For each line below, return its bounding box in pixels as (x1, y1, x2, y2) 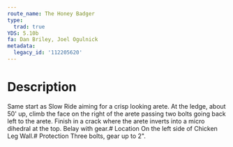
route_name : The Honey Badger (7, 10, 96, 17)
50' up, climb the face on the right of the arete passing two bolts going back (7, 109, 226, 118)
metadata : (7, 42, 36, 49)
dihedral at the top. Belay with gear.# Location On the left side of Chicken (7, 124, 218, 132)
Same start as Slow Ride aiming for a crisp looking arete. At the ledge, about (7, 102, 226, 110)
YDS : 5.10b (7, 29, 39, 37)
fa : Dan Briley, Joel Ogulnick (7, 36, 98, 43)
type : (7, 17, 23, 24)
